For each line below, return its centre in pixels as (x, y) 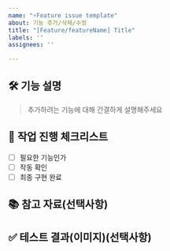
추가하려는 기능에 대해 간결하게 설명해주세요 (95, 109)
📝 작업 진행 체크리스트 (58, 137)
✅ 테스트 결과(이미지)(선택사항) (80, 237)
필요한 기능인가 (43, 157)
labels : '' (26, 37)
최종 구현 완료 (41, 177)
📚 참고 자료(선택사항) (58, 205)
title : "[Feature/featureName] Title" (72, 30)
